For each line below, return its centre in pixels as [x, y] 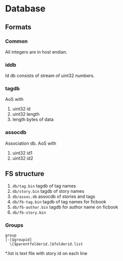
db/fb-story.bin [29, 213]
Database [25, 9]
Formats [18, 27]
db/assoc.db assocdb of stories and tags [54, 196]
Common [17, 41]
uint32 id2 [23, 158]
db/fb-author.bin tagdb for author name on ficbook [65, 207]
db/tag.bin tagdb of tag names [44, 186]
